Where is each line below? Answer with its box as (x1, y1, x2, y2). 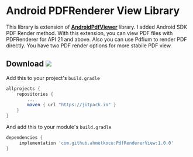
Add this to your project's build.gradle (6, 74, 101, 81)
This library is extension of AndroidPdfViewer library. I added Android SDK (6, 23, 187, 30)
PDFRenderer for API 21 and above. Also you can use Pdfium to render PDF (6, 36, 187, 43)
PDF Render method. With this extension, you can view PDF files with (6, 29, 173, 36)
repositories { (16, 91, 54, 97)
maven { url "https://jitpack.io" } (27, 102, 116, 108)
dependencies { (6, 135, 43, 141)
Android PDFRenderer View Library (6, 4, 180, 18)
